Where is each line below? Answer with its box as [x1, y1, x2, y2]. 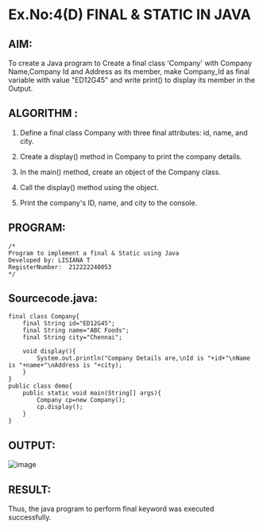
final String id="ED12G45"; [22, 320, 115, 328]
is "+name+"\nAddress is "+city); [8, 361, 123, 369]
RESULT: [8, 483, 52, 497]
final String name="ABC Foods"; [22, 326, 130, 335]
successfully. [8, 512, 52, 522]
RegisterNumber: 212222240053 [8, 263, 112, 271]
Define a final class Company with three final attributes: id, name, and [19, 127, 248, 137]
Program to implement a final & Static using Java [8, 249, 180, 257]
